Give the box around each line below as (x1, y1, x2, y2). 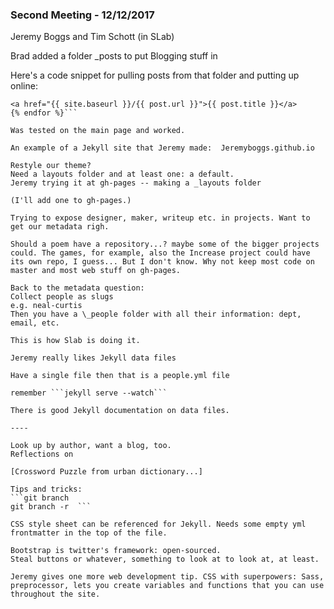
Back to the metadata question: (10, 283, 145, 293)
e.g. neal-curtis (10, 301, 83, 311)
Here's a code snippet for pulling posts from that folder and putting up (10, 69, 300, 82)
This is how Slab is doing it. (10, 336, 141, 346)
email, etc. (10, 318, 60, 328)
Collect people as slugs (10, 292, 114, 302)
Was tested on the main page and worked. (10, 126, 186, 136)
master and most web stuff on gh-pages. (10, 266, 182, 276)
